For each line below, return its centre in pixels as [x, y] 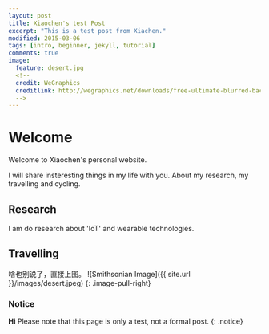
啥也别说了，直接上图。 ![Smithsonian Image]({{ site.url [99, 274]
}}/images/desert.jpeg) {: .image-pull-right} [80, 283]
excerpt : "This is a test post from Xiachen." [87, 31]
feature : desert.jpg [50, 68]
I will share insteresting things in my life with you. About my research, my [128, 175]
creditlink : [36, 90]
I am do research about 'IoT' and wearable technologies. [101, 228]
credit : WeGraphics [48, 83]
